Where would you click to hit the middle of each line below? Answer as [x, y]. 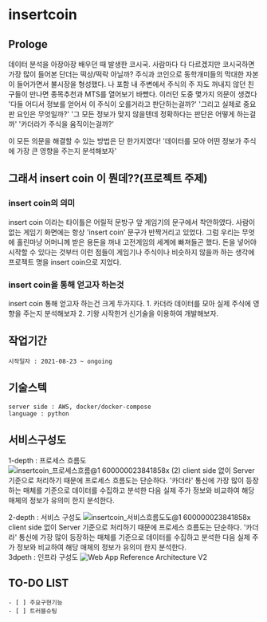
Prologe [28, 44]
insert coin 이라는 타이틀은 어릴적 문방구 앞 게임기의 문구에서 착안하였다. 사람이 [132, 222]
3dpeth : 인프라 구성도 [43, 557]
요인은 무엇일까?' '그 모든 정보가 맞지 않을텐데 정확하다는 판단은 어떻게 [126, 114]
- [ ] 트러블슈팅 [33, 612]
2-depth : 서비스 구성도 [45, 518]
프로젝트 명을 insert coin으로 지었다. [65, 262]
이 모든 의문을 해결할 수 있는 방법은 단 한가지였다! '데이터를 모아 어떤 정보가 [125, 141]
